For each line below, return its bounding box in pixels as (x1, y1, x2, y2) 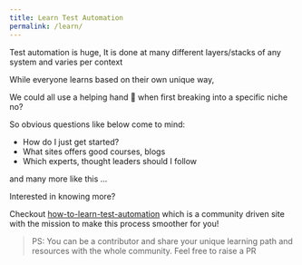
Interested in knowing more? (9, 191, 116, 201)
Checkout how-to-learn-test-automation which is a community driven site (9, 208, 286, 219)
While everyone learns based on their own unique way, (9, 74, 215, 84)
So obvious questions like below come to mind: (9, 119, 186, 130)
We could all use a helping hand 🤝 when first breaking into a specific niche (9, 92, 288, 103)
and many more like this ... (9, 173, 108, 184)
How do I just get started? (22, 136, 120, 147)
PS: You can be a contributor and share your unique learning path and (31, 235, 293, 246)
